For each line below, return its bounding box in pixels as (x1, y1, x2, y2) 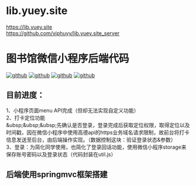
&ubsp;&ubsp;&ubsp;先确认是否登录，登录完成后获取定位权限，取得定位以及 (6, 121, 190, 128)
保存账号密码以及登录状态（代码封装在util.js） (6, 150, 116, 157)
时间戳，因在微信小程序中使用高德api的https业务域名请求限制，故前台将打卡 (6, 129, 190, 136)
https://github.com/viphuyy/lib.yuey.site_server (6, 29, 120, 36)
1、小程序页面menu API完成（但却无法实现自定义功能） (6, 107, 139, 114)
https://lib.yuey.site (6, 23, 53, 30)
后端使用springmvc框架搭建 (6, 170, 108, 180)
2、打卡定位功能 (6, 114, 46, 121)
